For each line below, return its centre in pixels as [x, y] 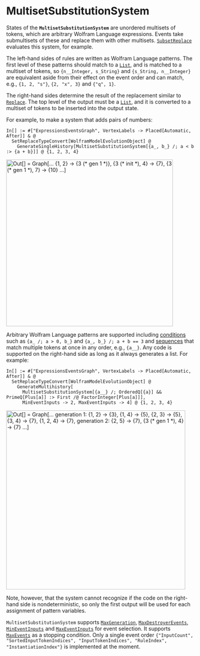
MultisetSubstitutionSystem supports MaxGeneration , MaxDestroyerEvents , [97, 622]
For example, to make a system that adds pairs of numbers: [79, 120]
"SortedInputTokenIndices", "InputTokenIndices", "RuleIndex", [87, 640]
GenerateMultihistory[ [45, 387]
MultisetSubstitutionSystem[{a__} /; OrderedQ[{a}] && [92, 392]
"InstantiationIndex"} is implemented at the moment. [73, 646]
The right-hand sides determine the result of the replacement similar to [94, 95]
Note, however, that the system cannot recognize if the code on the [89, 598]
